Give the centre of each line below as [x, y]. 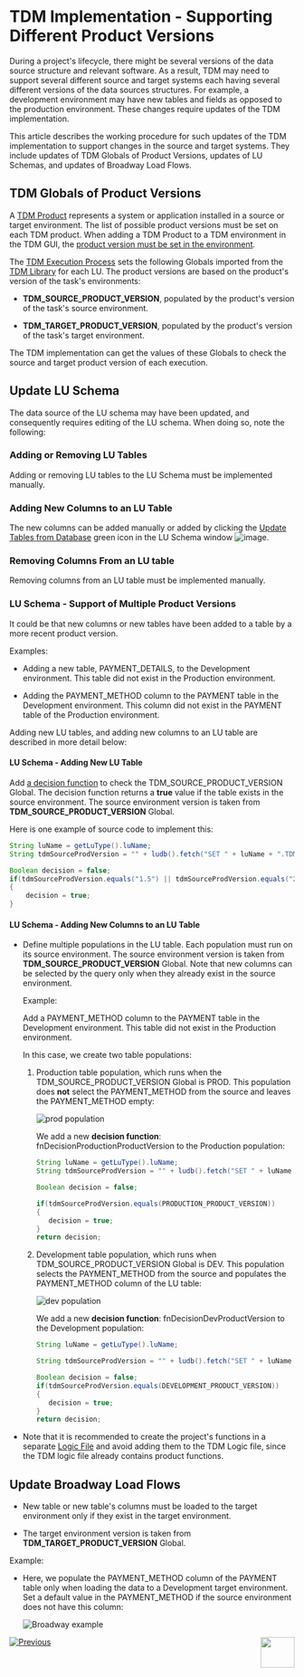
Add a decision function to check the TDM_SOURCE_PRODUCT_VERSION [146, 782]
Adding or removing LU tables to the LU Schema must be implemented [141, 475]
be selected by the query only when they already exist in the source [149, 974]
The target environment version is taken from [107, 1534]
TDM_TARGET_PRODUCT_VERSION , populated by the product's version [157, 325]
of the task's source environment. [85, 308]
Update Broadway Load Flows [95, 1485]
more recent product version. [64, 633]
